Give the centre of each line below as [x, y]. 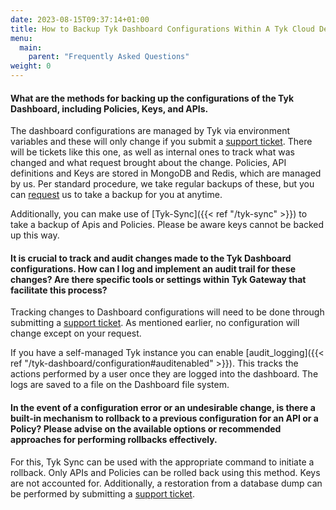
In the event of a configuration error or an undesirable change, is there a [163, 407]
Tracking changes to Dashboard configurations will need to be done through [167, 312]
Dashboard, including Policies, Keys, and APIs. [109, 108]
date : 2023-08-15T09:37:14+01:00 [80, 19]
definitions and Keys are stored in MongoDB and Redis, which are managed [166, 173]
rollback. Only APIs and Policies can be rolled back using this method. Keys [165, 472]
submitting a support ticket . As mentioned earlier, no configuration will [155, 323]
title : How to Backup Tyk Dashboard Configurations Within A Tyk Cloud [162, 29]
